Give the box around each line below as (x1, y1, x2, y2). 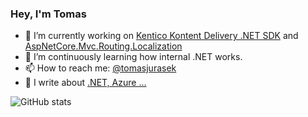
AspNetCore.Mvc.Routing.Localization (24, 40, 183, 52)
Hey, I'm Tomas (10, 7, 87, 21)
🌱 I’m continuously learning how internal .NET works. (24, 51, 243, 63)
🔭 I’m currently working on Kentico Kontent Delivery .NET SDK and (24, 30, 299, 42)
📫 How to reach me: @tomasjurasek (24, 62, 177, 74)
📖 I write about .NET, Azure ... (24, 77, 147, 89)
